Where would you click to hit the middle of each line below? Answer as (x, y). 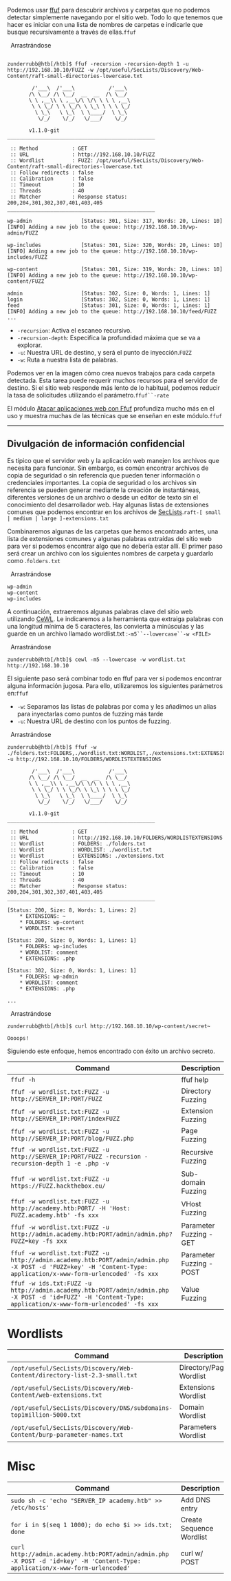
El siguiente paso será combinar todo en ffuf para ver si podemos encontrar (114, 678)
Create (191, 1520)
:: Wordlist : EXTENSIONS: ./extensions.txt (87, 856)
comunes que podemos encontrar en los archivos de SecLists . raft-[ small (114, 512)
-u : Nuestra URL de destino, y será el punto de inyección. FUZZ (104, 352)
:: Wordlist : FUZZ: (52, 161)
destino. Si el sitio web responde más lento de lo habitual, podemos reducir (114, 388)
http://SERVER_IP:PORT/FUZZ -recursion (76, 1156)
